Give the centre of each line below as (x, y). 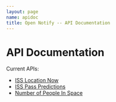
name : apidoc (22, 17)
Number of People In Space (49, 93)
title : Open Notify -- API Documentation (58, 23)
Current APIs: (23, 69)
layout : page (22, 12)
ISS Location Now (37, 81)
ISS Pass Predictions (40, 86)
